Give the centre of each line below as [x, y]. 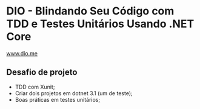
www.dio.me [22, 53]
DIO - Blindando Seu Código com [90, 11]
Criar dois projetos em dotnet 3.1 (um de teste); [74, 93]
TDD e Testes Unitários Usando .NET [100, 24]
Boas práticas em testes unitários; [58, 99]
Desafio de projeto [42, 73]
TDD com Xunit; [35, 87]
